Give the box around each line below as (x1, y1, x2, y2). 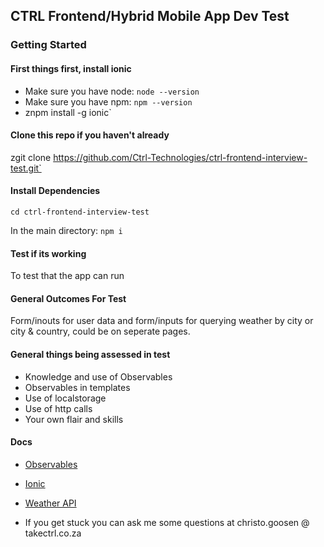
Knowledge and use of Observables (24, 370, 173, 383)
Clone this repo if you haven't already (10, 129, 170, 141)
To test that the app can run (10, 270, 125, 282)
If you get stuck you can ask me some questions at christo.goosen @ (24, 516, 310, 528)
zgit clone (10, 151, 52, 163)
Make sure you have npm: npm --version (24, 95, 193, 108)
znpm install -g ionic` (24, 106, 112, 118)
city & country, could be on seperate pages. (10, 325, 191, 338)
